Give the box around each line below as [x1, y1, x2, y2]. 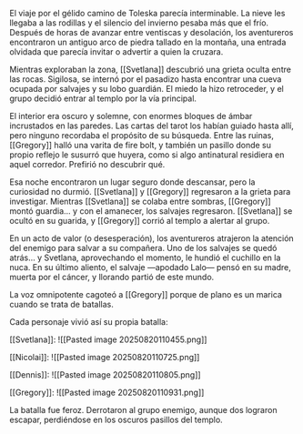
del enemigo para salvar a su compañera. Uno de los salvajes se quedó [9, 243, 278, 253]
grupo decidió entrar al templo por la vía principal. [9, 93, 197, 104]
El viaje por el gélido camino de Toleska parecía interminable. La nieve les [9, 8, 286, 18]
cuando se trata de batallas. [9, 299, 114, 309]
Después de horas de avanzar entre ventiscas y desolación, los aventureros [9, 27, 294, 37]
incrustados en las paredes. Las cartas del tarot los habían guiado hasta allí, [9, 120, 294, 131]
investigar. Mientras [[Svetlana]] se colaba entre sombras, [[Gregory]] [9, 196, 271, 207]
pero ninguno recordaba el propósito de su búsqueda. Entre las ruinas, [9, 130, 275, 140]
